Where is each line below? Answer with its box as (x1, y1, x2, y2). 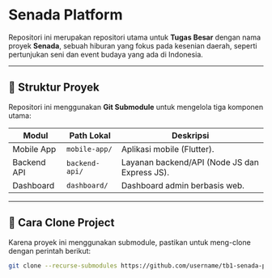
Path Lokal (69, 129, 111, 141)
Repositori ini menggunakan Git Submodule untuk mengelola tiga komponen (8, 102, 264, 112)
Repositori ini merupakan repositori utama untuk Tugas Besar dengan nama (8, 32, 261, 42)
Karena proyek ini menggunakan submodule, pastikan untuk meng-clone (8, 237, 251, 247)
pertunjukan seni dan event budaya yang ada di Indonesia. (8, 49, 204, 59)
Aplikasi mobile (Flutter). (121, 143, 215, 154)
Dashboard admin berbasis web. (121, 179, 245, 191)
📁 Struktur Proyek (8, 81, 100, 95)
